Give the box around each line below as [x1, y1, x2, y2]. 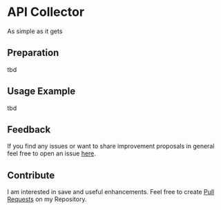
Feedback [7, 124, 51, 135]
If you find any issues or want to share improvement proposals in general [7, 142, 215, 151]
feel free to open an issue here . [7, 149, 97, 157]
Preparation [7, 47, 59, 59]
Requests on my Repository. [7, 195, 87, 204]
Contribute [7, 169, 55, 181]
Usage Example [7, 86, 76, 97]
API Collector [7, 4, 85, 20]
